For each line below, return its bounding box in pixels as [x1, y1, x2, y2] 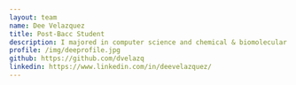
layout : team [9, 12, 58, 22]
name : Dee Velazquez [9, 21, 86, 30]
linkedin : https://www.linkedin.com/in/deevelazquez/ [9, 63, 213, 72]
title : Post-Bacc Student [9, 29, 105, 38]
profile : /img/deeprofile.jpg [9, 46, 121, 55]
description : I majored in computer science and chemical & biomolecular [9, 37, 288, 47]
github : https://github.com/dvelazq [9, 54, 144, 63]
